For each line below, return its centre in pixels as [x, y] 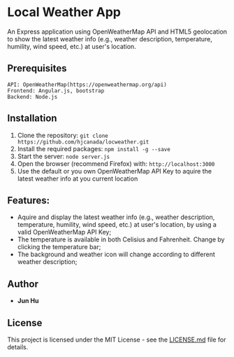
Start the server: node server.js [64, 156]
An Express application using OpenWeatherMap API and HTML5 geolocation [117, 31]
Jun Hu [28, 301]
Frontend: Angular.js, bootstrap [56, 91]
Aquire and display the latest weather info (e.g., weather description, [116, 217]
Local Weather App [64, 12]
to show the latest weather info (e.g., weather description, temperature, [110, 38]
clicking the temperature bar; [59, 247]
